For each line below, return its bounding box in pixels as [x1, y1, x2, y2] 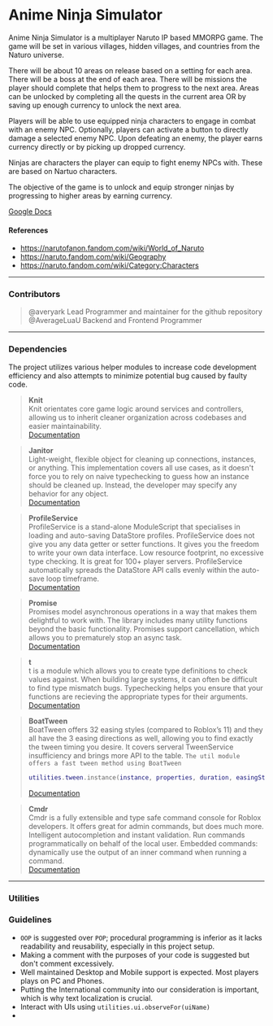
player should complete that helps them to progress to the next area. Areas [8, 83, 260, 93]
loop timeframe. [45, 574, 100, 583]
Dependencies [8, 343, 67, 355]
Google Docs [8, 206, 53, 216]
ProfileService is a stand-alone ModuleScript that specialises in [28, 522, 241, 531]
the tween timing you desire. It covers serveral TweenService [28, 742, 234, 752]
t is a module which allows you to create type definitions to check [28, 666, 248, 675]
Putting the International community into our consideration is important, [19, 985, 260, 994]
